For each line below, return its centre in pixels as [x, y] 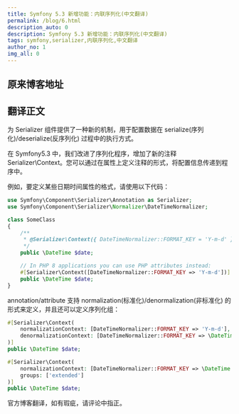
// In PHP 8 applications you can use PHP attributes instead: [116, 266]
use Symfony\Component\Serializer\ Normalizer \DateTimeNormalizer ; [108, 207]
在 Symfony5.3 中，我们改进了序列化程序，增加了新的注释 [92, 153]
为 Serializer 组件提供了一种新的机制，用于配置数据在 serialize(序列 [106, 130]
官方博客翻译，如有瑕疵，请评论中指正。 [67, 403]
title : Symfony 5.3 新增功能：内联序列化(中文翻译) [78, 14]
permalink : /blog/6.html [44, 21]
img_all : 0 [23, 54]
